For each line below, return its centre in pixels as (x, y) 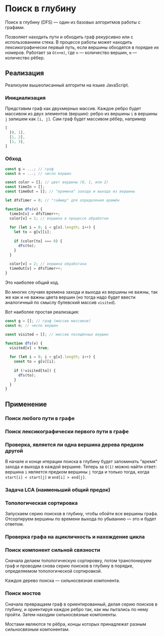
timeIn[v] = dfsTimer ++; (35, 214)
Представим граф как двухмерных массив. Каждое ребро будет (73, 109)
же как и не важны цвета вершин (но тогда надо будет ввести (70, 297)
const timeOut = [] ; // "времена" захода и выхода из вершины (70, 192)
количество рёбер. (25, 57)
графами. (15, 27)
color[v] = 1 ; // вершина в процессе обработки (59, 218)
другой (14, 451)
